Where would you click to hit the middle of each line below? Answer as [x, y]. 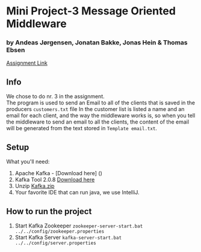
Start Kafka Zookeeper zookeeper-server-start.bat [79, 226]
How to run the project [49, 211]
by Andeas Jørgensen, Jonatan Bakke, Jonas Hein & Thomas [97, 43]
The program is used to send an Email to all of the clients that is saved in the [101, 103]
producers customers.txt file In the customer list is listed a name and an [95, 109]
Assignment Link [27, 63]
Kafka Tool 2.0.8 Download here [55, 180]
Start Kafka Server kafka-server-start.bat [68, 237]
